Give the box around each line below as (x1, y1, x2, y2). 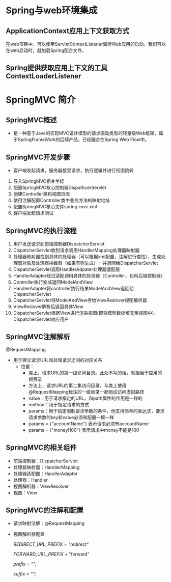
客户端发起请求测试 (13, 210, 54, 216)
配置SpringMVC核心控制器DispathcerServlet (13, 184, 106, 191)
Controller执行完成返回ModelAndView (13, 279, 93, 285)
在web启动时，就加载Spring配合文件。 (6, 47, 87, 53)
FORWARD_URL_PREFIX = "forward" (13, 551, 90, 558)
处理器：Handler (13, 477, 48, 483)
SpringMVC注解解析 (6, 332, 70, 341)
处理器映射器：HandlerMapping (13, 464, 80, 470)
